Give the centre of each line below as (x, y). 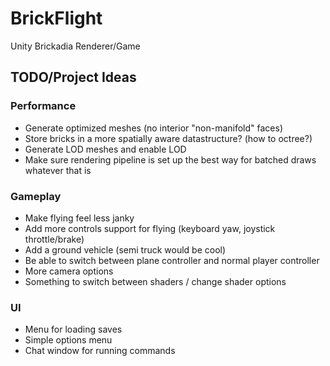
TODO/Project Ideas (73, 77)
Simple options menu (68, 340)
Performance (43, 106)
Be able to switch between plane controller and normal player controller (172, 260)
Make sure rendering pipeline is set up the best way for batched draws (170, 159)
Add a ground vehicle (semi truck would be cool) (125, 249)
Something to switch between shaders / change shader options (155, 281)
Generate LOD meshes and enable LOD (105, 149)
